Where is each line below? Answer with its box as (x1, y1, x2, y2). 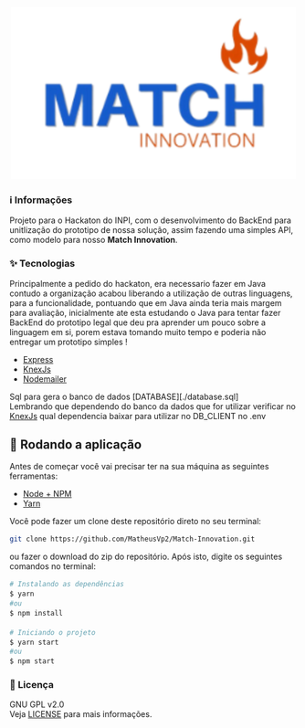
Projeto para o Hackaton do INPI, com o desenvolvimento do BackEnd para (9, 215, 292, 226)
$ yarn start (9, 638, 59, 647)
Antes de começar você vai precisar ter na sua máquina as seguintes (9, 461, 269, 472)
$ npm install (9, 608, 64, 617)
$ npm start (9, 657, 55, 666)
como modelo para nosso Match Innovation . (9, 235, 178, 246)
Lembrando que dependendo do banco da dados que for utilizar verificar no (9, 400, 297, 412)
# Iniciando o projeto (9, 628, 96, 637)
